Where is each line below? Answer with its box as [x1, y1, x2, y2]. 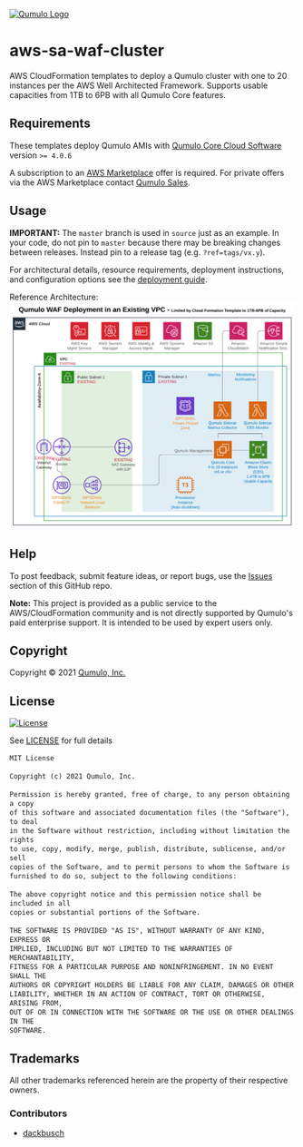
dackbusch [22, 1128, 65, 1139]
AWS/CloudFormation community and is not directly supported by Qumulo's [9, 607, 293, 618]
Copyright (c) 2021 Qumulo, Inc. [9, 772, 136, 781]
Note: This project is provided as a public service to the [9, 597, 218, 608]
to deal [9, 818, 39, 827]
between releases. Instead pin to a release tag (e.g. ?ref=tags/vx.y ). [9, 246, 266, 258]
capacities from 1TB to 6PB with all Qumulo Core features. [9, 89, 227, 100]
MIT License [9, 754, 54, 763]
